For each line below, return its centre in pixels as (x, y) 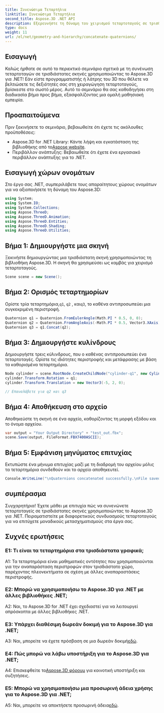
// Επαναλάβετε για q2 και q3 (36, 392)
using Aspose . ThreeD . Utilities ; (38, 231)
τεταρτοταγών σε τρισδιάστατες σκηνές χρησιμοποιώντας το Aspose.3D (79, 73)
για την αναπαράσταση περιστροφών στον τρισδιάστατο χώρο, (70, 567)
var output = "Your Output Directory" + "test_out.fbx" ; (64, 433)
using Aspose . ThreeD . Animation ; (38, 217)
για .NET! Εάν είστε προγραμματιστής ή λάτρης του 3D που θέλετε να (77, 79)
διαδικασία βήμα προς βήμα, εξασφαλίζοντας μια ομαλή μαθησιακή (74, 95)
